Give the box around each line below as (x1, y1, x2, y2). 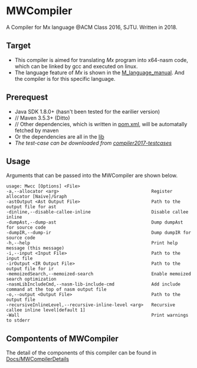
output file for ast (6, 204, 57, 210)
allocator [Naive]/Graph (6, 193, 67, 200)
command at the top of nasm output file (6, 287, 107, 293)
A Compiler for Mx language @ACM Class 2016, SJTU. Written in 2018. (6, 24, 178, 31)
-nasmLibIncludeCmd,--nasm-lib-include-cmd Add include (6, 281, 181, 287)
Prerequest (6, 93, 48, 103)
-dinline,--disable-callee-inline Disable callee (6, 209, 189, 215)
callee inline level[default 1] (6, 307, 86, 313)
